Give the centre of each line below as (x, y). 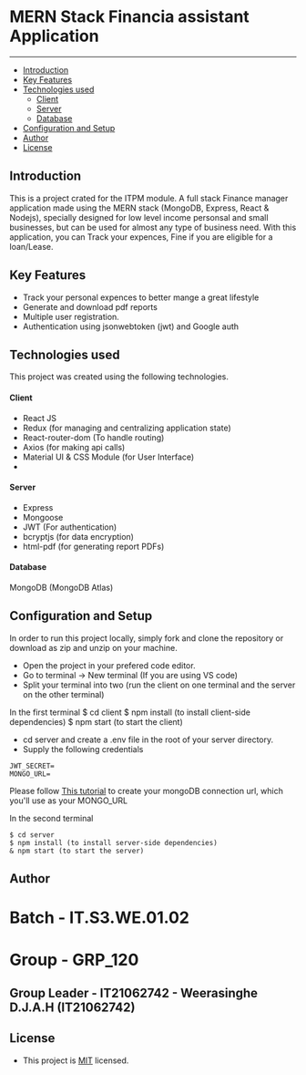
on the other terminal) (63, 694)
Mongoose (43, 517)
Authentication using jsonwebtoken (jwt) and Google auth (131, 326)
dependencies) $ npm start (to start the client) (97, 721)
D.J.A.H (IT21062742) (72, 1007)
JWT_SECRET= (32, 766)
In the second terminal (51, 818)
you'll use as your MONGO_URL (69, 801)
